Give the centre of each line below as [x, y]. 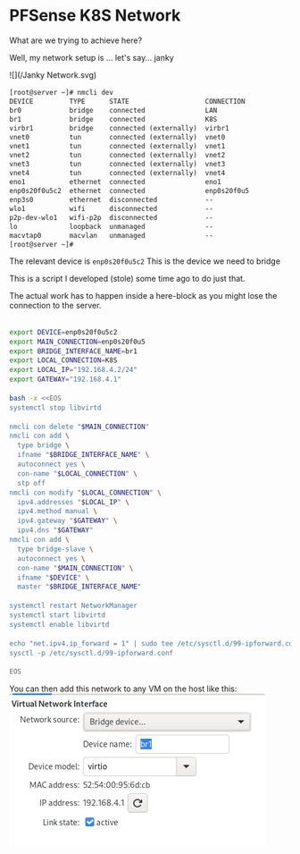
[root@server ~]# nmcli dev [62, 92]
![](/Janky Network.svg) [53, 75]
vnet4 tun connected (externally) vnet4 [117, 173]
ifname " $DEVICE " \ [54, 578]
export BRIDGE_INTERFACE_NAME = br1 [74, 351]
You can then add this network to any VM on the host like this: [123, 689]
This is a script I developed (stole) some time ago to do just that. [127, 278]
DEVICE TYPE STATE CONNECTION [127, 101]
